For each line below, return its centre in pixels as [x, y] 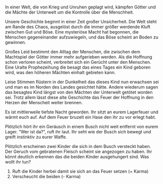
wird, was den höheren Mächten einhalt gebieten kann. [61, 72]
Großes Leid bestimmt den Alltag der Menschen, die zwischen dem [73, 52]
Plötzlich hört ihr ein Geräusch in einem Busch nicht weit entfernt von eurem [82, 127]
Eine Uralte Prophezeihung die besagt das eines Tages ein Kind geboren [78, 67]
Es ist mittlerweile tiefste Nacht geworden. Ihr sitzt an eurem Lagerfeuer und [82, 112]
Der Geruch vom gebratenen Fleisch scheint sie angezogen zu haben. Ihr [79, 151]
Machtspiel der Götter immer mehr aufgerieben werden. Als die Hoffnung [79, 57]
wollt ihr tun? [18, 162]
